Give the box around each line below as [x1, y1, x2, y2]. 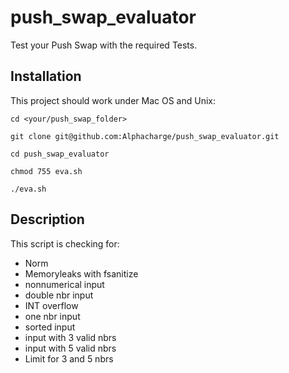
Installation [10, 68, 82, 85]
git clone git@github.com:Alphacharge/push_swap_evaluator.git [10, 131, 280, 141]
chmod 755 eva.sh [10, 166, 83, 176]
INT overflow [24, 299, 79, 311]
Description [10, 211, 85, 228]
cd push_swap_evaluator [10, 149, 110, 159]
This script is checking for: [10, 237, 120, 250]
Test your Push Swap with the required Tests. [10, 39, 198, 51]
